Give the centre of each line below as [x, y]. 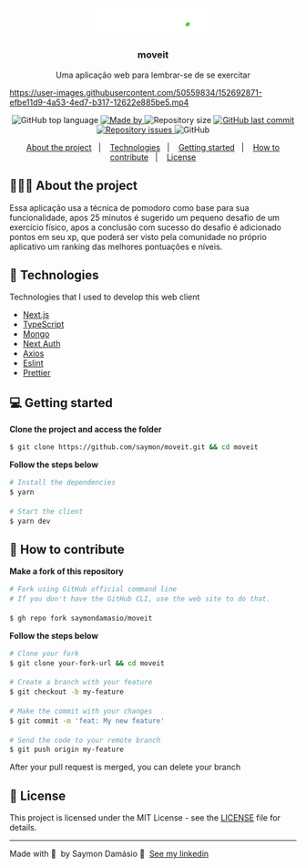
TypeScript [43, 324]
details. [23, 828]
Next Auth [41, 344]
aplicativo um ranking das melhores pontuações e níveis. [116, 246]
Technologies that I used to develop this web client [105, 297]
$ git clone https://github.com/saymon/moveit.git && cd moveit [134, 447]
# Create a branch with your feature [81, 683]
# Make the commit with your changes [81, 711]
